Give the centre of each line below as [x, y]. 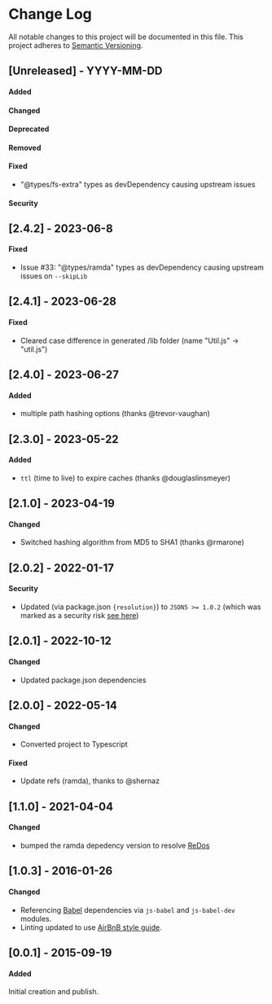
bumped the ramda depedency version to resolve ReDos [115, 846]
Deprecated [29, 129]
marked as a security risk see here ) [79, 616]
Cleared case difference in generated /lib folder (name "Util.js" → [129, 340]
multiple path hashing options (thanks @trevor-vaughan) [115, 414]
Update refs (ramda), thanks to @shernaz [90, 781]
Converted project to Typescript [74, 744]
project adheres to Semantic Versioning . [76, 45]
